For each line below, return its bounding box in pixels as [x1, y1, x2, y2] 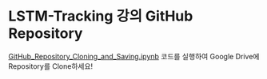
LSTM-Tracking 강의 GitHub [8, 7, 193, 25]
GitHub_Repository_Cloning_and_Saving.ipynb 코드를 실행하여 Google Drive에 [8, 51, 260, 61]
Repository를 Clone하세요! [8, 61, 94, 71]
